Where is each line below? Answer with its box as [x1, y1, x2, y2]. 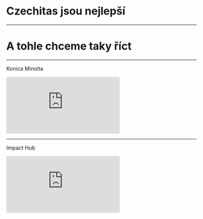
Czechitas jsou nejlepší [6, 4, 126, 18]
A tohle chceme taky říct [6, 39, 132, 53]
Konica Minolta [6, 65, 43, 72]
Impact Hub [6, 144, 36, 151]
